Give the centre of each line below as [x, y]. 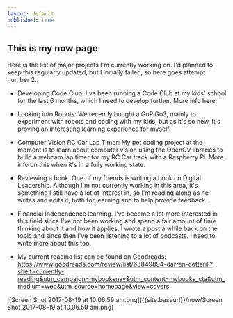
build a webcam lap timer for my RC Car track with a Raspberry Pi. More [120, 157]
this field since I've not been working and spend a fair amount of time [117, 221]
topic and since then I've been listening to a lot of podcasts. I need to [116, 236]
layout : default [31, 14]
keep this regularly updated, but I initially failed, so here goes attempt [106, 72]
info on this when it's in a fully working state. [81, 165]
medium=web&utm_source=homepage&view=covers [93, 287]
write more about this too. [54, 244]
